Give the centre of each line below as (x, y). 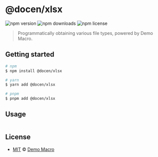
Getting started (30, 54)
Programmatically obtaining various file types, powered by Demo (85, 33)
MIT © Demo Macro (33, 149)
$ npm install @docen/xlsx (34, 71)
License (18, 137)
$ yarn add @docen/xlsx (30, 85)
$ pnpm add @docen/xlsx (30, 99)
